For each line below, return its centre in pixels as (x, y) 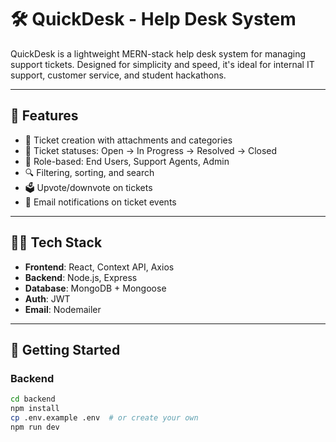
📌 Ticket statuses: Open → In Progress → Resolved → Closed (151, 150)
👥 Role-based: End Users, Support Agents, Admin (127, 161)
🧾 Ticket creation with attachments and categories (128, 140)
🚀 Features (44, 116)
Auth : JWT (47, 298)
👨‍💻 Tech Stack (56, 242)
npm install (35, 409)
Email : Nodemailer (63, 309)
